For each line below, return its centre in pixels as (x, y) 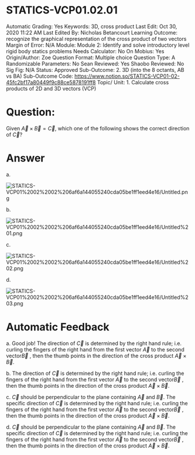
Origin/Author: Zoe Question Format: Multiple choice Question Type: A (91, 57)
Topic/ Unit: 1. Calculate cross (133, 82)
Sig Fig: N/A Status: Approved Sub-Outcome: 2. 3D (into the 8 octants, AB (95, 70)
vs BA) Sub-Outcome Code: (40, 76)
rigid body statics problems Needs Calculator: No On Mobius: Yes (85, 51)
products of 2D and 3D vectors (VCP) (51, 88)
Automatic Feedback (58, 327)
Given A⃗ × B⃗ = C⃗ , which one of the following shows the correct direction (98, 128)
